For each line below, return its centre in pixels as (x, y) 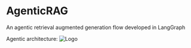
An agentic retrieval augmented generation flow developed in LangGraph (96, 27)
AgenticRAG (37, 11)
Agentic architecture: (32, 39)
